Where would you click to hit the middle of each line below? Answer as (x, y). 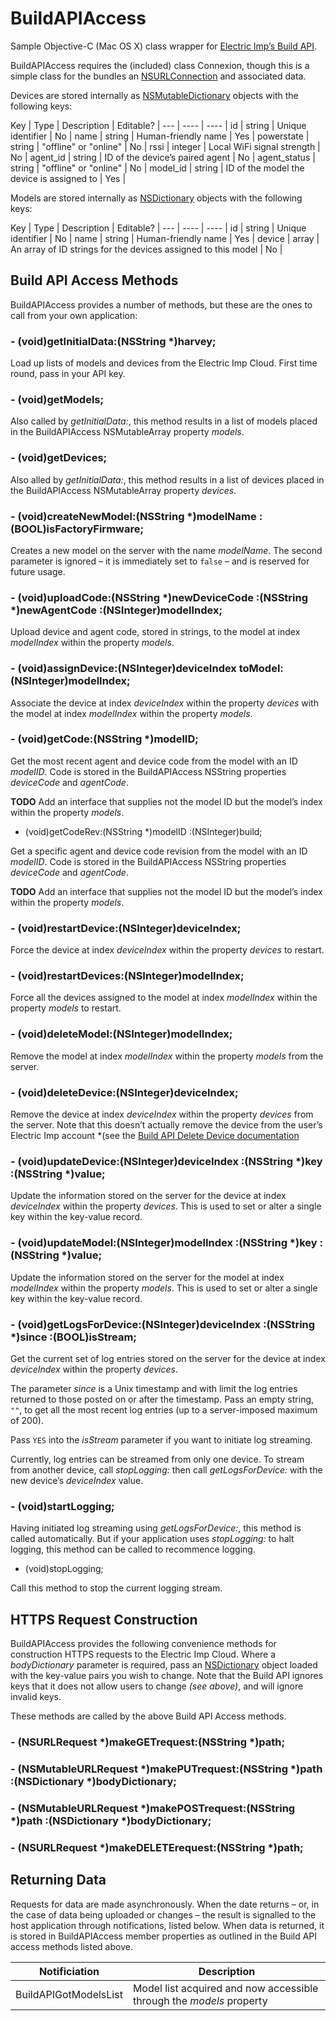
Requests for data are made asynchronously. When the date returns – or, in (165, 1904)
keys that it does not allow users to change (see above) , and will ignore (157, 1686)
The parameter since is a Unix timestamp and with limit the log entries (154, 1388)
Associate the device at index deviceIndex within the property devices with (164, 703)
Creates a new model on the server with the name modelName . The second (166, 550)
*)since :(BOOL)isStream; (73, 1337)
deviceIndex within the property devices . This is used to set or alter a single (166, 1206)
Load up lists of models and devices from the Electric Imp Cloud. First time (164, 363)
